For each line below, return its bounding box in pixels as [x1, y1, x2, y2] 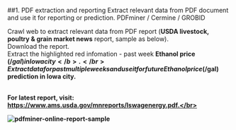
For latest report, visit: [7, 93, 74, 102]
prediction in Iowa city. [7, 72, 77, 81]
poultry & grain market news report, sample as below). [7, 35, 169, 43]
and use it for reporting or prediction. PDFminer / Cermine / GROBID [7, 13, 206, 22]
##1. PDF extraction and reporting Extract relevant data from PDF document [7, 6, 229, 14]
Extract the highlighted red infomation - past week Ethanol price [7, 49, 196, 58]
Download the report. [7, 42, 69, 50]
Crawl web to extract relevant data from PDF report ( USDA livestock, [7, 28, 209, 35]
